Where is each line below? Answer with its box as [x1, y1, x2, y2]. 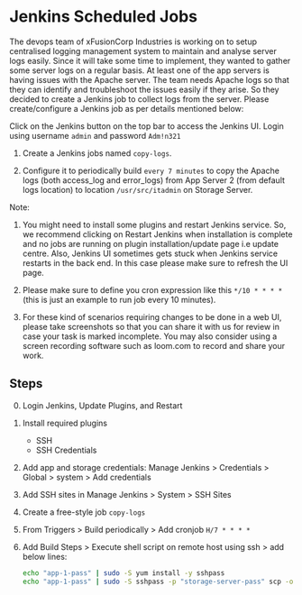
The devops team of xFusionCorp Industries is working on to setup [9, 36, 258, 47]
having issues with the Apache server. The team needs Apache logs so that [9, 74, 290, 85]
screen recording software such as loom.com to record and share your [22, 340, 286, 351]
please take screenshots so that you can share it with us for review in [22, 321, 279, 332]
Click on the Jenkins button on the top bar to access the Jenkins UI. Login [9, 120, 284, 132]
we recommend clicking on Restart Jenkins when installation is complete [22, 228, 293, 240]
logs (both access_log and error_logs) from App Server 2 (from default [22, 174, 286, 186]
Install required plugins [22, 417, 108, 428]
